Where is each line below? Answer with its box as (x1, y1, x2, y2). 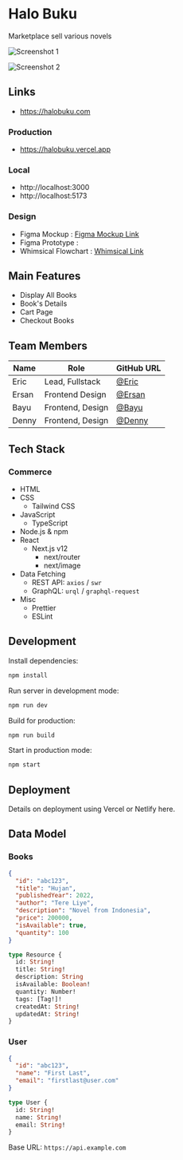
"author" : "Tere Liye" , (15, 899, 94, 907)
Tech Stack (8, 442, 65, 456)
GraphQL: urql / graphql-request (31, 586, 140, 596)
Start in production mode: (8, 746, 92, 755)
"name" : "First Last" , (15, 1069, 91, 1078)
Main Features (8, 269, 81, 283)
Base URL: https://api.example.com (8, 1142, 127, 1152)
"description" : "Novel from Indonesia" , (15, 907, 151, 915)
